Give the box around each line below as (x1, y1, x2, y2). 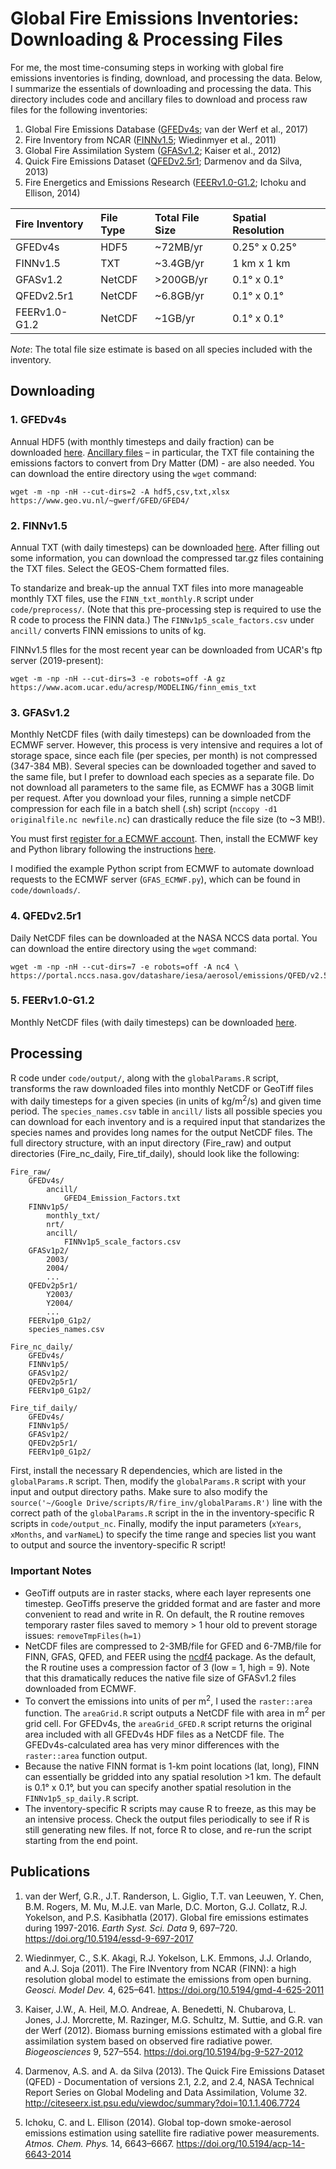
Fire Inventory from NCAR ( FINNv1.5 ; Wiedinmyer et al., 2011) (24, 133, 277, 146)
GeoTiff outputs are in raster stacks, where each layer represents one (24, 1587, 312, 1599)
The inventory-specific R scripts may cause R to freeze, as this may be (24, 1802, 317, 1814)
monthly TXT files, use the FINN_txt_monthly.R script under (10, 592, 254, 604)
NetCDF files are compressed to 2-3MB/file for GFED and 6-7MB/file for (24, 1640, 322, 1652)
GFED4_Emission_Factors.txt (63, 1193, 182, 1204)
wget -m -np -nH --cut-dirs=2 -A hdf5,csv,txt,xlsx (10, 487, 230, 497)
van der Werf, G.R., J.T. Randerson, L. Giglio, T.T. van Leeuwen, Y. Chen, (24, 1890, 325, 1902)
